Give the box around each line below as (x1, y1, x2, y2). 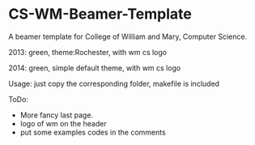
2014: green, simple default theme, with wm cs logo (8, 62, 181, 73)
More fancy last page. (19, 110, 94, 120)
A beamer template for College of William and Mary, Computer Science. (8, 32, 248, 41)
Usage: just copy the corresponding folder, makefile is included (8, 79, 220, 88)
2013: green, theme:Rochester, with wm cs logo (8, 47, 168, 57)
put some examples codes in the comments (19, 127, 166, 137)
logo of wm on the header (19, 118, 107, 128)
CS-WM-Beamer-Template (8, 5, 192, 23)
